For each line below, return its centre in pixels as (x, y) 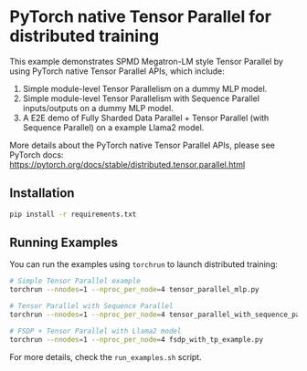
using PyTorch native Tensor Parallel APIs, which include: (117, 71)
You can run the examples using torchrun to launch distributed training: (144, 264)
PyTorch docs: (37, 155)
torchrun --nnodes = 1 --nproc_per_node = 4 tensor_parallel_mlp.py (134, 290)
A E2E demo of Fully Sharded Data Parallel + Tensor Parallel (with (146, 118)
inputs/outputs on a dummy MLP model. (98, 108)
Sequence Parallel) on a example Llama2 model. (113, 127)
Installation (42, 193)
